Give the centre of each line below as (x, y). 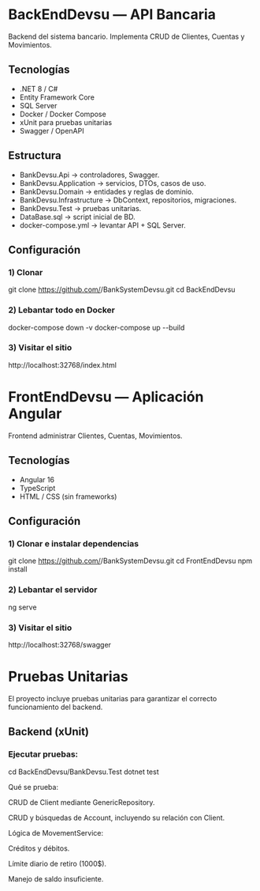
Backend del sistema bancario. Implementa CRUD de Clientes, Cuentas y (126, 36)
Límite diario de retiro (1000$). (58, 863)
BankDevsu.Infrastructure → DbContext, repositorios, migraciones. (128, 200)
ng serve (22, 607)
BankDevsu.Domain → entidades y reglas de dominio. (107, 191)
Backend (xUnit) (48, 732)
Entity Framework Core (57, 97)
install (18, 569)
